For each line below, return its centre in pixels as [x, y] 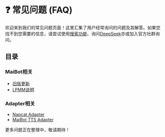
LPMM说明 [23, 90]
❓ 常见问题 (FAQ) [39, 10]
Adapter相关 [20, 103]
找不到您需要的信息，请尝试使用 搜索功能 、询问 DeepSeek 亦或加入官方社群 [80, 34]
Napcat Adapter [28, 114]
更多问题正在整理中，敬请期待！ [37, 130]
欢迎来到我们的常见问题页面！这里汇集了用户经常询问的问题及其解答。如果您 [83, 27]
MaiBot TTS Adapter [33, 119]
